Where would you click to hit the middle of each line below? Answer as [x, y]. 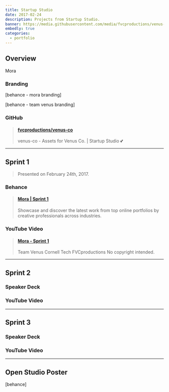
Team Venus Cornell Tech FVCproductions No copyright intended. [86, 252]
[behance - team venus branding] [40, 105]
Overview [21, 59]
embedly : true [20, 29]
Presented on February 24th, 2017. [53, 174]
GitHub [14, 118]
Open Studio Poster [36, 372]
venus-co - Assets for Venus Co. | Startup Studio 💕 [70, 141]
